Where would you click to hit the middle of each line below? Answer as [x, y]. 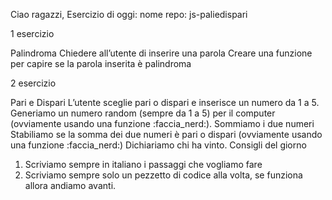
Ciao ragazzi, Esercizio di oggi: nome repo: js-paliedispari [129, 14]
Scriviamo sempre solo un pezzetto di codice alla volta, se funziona [163, 175]
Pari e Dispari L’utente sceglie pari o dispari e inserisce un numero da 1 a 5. [165, 102]
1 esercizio [32, 33]
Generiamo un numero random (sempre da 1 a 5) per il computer [143, 113]
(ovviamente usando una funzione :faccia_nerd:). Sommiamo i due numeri [162, 123]
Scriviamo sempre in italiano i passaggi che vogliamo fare [143, 164]
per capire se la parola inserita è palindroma [101, 63]
